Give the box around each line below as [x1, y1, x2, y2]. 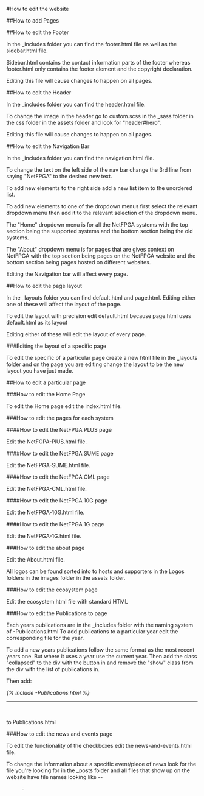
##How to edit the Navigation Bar [6, 143, 90, 150]
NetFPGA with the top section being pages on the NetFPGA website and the [6, 252, 196, 259]
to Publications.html [6, 719, 56, 725]
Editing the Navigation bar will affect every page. [6, 270, 129, 278]
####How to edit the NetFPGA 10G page [6, 497, 108, 504]
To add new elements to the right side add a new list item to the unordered [6, 185, 192, 191]
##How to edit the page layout [6, 283, 83, 289]
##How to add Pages [6, 17, 59, 24]
